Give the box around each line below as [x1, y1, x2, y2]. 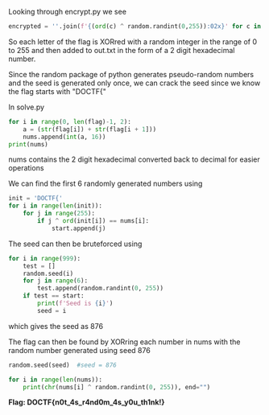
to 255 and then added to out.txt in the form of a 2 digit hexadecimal [8, 45, 235, 55]
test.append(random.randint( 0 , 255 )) [37, 285, 163, 293]
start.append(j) [51, 224, 106, 232]
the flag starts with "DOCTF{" [8, 86, 107, 96]
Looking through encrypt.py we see [8, 7, 127, 16]
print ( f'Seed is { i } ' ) [37, 299, 114, 307]
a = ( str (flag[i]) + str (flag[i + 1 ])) [23, 125, 157, 134]
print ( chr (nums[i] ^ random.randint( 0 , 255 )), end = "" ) [23, 383, 211, 391]
